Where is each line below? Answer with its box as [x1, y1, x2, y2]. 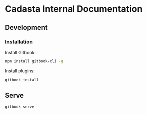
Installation [5, 38, 33, 45]
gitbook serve [5, 104, 35, 110]
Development [5, 23, 48, 32]
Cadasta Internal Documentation [5, 3, 143, 15]
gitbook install [5, 77, 39, 82]
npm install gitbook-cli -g [5, 58, 64, 64]
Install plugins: [5, 68, 35, 74]
